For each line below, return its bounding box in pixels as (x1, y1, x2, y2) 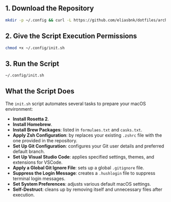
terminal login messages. (12, 175, 66, 182)
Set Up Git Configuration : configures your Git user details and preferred (12, 143, 164, 149)
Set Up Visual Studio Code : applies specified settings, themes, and (12, 154, 154, 160)
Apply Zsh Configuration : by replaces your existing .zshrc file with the (12, 132, 162, 138)
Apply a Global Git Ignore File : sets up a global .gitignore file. (12, 164, 144, 170)
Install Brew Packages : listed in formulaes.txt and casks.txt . (12, 127, 142, 133)
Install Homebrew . (12, 121, 52, 127)
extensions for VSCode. (12, 159, 63, 165)
